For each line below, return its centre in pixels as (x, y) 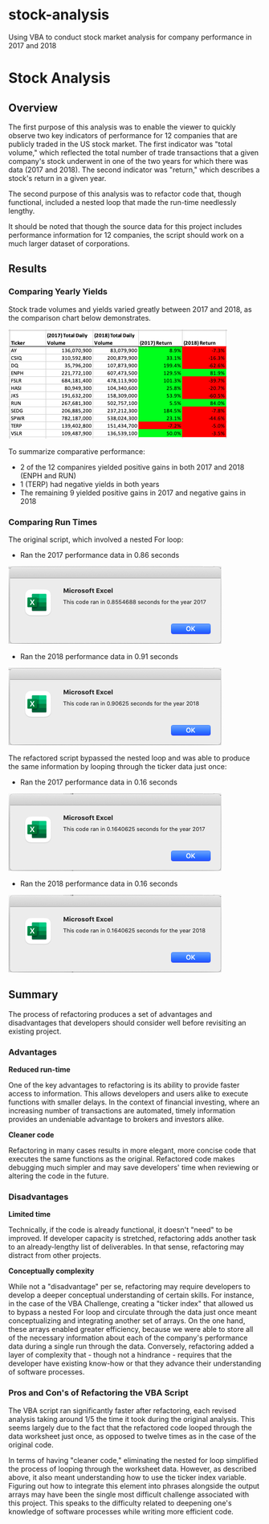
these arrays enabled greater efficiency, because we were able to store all (131, 1329)
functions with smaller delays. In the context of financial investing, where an (134, 1102)
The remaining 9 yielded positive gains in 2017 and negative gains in (133, 493)
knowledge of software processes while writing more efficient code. (121, 1511)
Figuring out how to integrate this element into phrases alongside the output (134, 1485)
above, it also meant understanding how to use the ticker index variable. (128, 1477)
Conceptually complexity (51, 1271)
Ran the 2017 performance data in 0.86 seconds (100, 555)
